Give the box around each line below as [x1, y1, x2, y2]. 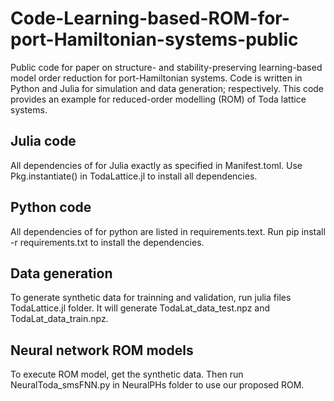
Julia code [10, 133, 77, 150]
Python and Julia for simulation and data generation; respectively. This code [10, 82, 325, 94]
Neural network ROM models [10, 342, 194, 359]
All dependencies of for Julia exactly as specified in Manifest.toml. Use [10, 159, 303, 171]
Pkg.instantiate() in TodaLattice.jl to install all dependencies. [10, 170, 258, 182]
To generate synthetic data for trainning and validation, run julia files [10, 292, 292, 304]
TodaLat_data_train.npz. [10, 313, 109, 325]
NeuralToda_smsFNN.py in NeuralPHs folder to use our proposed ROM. [10, 379, 305, 391]
